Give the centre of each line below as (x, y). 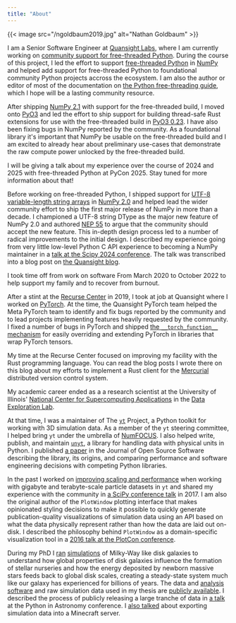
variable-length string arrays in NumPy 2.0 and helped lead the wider (108, 202)
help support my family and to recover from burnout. (83, 283)
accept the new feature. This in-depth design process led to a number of (113, 231)
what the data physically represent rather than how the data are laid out (111, 524)
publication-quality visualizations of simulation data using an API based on (115, 516)
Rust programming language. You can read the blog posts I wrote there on (115, 363)
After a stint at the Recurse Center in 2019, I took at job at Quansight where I (118, 296)
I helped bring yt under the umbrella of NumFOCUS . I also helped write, (111, 435)
